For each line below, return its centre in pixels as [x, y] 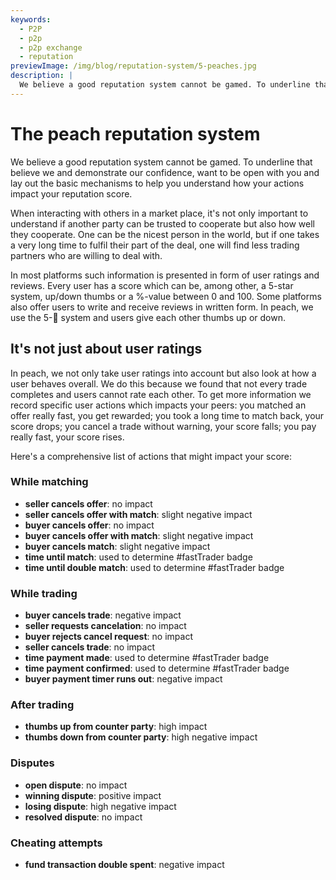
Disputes [32, 763]
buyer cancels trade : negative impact [103, 615]
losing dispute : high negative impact [100, 806]
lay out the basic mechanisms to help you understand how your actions [157, 183]
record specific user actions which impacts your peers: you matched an [158, 405]
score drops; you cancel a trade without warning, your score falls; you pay [163, 426]
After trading [42, 705]
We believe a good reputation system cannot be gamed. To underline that [161, 162]
